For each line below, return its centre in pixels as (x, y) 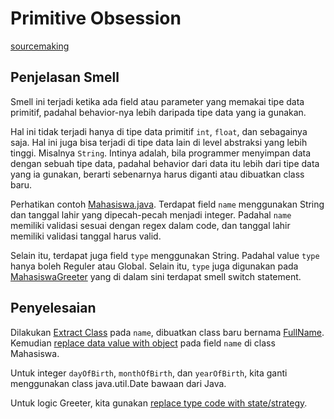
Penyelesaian (53, 308)
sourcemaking (40, 46)
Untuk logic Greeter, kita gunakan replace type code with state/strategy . (159, 403)
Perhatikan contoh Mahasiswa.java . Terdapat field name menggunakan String (167, 204)
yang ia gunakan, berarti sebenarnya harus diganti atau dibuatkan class (157, 174)
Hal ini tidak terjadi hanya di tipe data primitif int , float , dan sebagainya (159, 131)
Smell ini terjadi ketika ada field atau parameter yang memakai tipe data (157, 101)
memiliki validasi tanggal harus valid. (86, 236)
